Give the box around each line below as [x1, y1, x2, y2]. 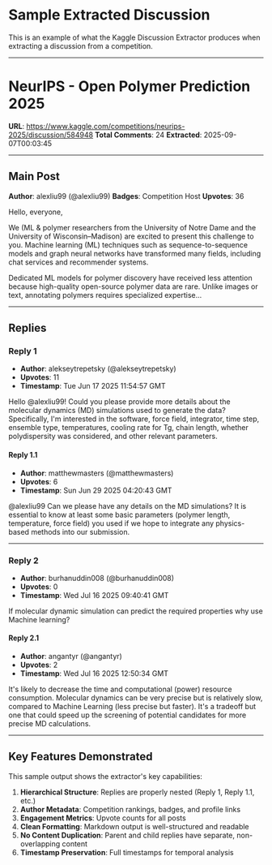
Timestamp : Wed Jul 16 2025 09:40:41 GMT [19, 590, 169, 600]
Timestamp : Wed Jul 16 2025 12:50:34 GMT [19, 669, 168, 678]
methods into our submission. [31, 527, 130, 536]
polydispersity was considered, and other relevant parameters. [8, 432, 219, 441]
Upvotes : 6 [19, 476, 58, 486]
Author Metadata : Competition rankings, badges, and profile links [19, 804, 241, 814]
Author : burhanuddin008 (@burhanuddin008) [19, 573, 175, 583]
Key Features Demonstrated [8, 750, 153, 764]
